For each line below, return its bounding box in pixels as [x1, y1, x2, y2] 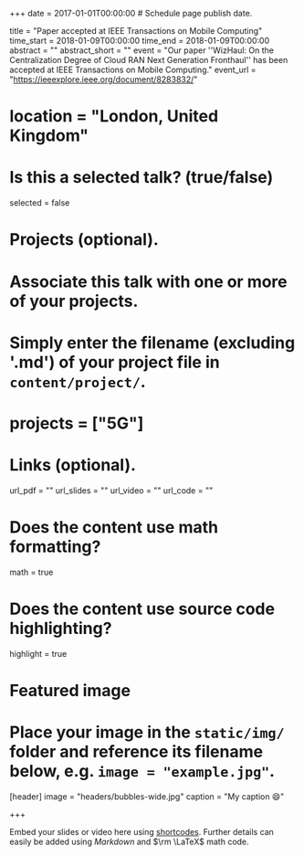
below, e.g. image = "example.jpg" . [9, 761, 276, 782]
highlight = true [9, 648, 68, 659]
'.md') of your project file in [9, 352, 221, 373]
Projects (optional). [9, 229, 160, 250]
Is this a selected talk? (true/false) [9, 167, 274, 188]
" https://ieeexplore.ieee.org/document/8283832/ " [9, 74, 198, 85]
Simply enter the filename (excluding [9, 333, 296, 353]
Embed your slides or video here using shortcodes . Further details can [9, 826, 274, 837]
